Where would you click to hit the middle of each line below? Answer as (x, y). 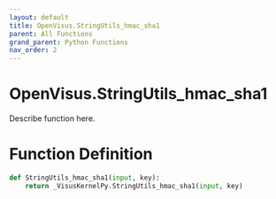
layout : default (39, 17)
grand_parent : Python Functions (69, 42)
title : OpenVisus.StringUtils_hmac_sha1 (85, 26)
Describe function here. (52, 119)
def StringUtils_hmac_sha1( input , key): (85, 178)
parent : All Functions (51, 34)
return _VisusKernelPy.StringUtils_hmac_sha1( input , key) (134, 186)
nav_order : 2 (33, 50)
